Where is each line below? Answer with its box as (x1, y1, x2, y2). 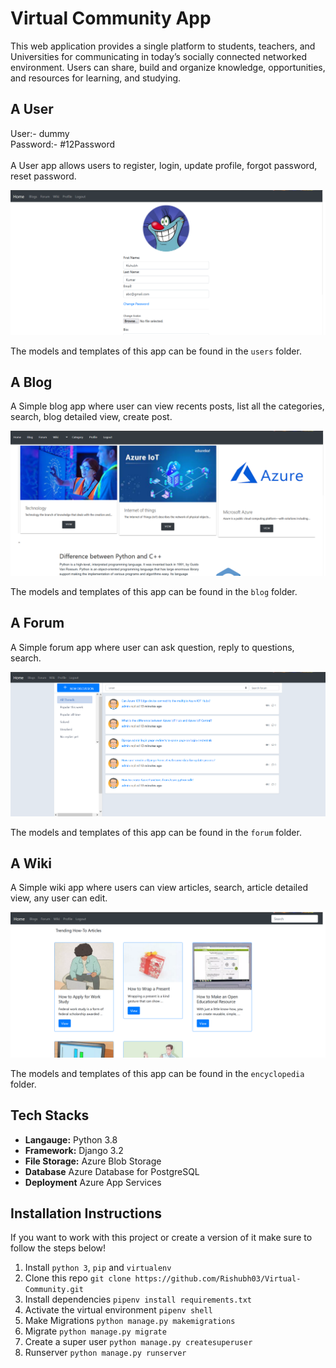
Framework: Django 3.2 (24, 1144, 124, 1156)
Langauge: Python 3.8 (24, 1133, 118, 1146)
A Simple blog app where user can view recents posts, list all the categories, (10, 400, 325, 412)
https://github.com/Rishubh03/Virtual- (134, 1274, 302, 1284)
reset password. (10, 170, 77, 182)
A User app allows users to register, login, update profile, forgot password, (10, 159, 318, 171)
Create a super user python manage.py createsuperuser (24, 1336, 253, 1348)
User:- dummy (10, 127, 70, 139)
